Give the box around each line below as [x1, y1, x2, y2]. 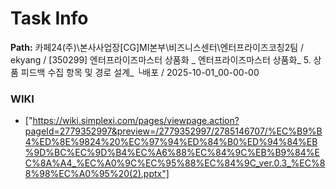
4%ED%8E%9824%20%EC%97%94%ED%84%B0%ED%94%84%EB [24, 136, 318, 148]
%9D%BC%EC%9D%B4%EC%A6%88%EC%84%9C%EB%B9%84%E [24, 147, 320, 159]
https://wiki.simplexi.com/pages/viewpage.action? [32, 115, 240, 127]
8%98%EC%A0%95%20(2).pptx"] [24, 168, 170, 180]
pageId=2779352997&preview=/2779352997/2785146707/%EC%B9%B [24, 125, 323, 137]
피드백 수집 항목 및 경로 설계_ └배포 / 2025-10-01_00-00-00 [20, 66, 260, 78]
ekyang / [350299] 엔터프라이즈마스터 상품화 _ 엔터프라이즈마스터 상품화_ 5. [10, 53, 312, 66]
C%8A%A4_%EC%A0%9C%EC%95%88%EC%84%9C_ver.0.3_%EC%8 [24, 157, 326, 169]
